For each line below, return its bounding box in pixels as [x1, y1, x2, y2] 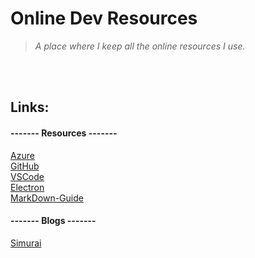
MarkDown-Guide [10, 192, 84, 204]
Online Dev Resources [10, 7, 198, 30]
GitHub [10, 160, 40, 172]
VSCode [10, 170, 45, 182]
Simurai [10, 237, 42, 249]
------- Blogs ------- [10, 215, 97, 227]
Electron [10, 181, 45, 193]
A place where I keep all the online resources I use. [34, 40, 246, 52]
